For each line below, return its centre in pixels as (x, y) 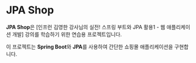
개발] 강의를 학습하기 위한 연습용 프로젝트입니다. (67, 34)
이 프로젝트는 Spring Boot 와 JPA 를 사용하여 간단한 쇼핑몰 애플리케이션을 (90, 47)
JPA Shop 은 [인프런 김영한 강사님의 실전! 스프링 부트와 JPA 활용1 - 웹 (86, 27)
